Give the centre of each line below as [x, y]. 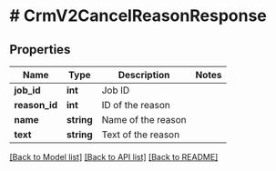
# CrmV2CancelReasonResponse [138, 16]
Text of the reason [141, 135]
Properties [40, 50]
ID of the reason [136, 105]
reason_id [36, 105]
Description [144, 75]
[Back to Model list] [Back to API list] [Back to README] [114, 157]
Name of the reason [144, 120]
